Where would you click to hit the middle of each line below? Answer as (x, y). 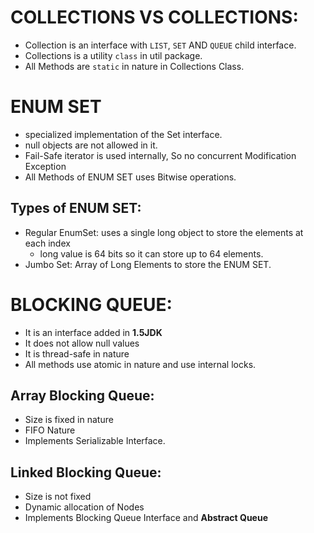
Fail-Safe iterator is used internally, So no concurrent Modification (160, 155)
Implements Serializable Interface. (95, 441)
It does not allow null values (82, 343)
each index (47, 243)
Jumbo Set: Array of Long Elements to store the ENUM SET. (148, 264)
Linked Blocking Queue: (86, 472)
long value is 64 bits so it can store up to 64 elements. (151, 253)
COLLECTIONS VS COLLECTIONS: (154, 17)
